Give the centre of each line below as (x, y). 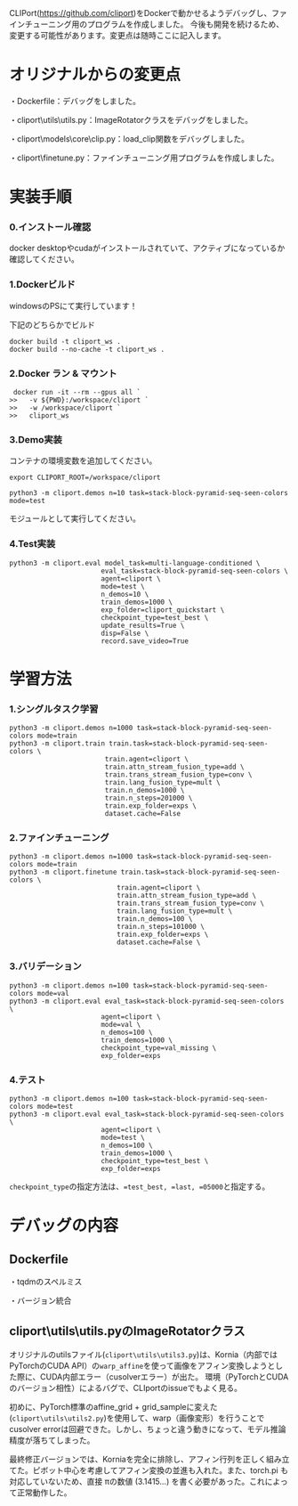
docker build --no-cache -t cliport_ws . (87, 349)
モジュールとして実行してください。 (75, 518)
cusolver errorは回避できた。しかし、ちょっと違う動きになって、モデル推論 (148, 1429)
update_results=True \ (143, 625)
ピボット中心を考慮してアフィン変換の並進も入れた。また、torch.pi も (161, 1470)
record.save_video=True (145, 641)
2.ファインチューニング (59, 838)
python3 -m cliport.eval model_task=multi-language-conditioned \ (135, 563)
